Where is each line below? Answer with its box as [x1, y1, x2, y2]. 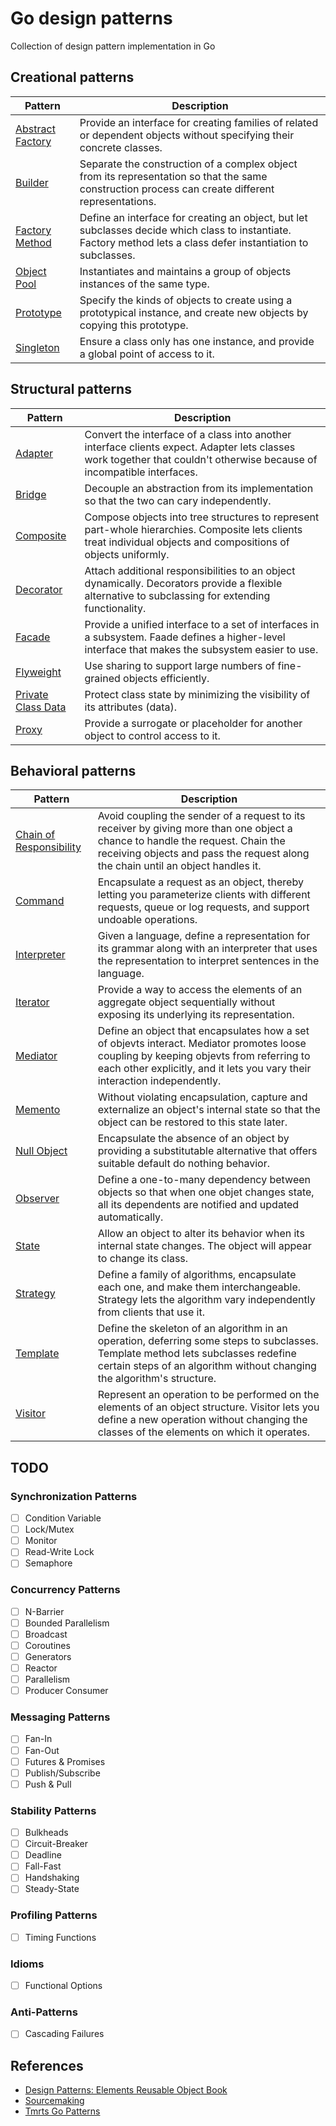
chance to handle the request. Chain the [97, 834, 286, 848]
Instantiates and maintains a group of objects [79, 264, 292, 278]
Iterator [15, 995, 50, 1009]
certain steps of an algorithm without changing [97, 1359, 317, 1373]
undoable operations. [97, 913, 198, 927]
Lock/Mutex [24, 1523, 75, 1536]
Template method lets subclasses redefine [97, 1347, 297, 1361]
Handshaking [24, 1872, 80, 1884]
